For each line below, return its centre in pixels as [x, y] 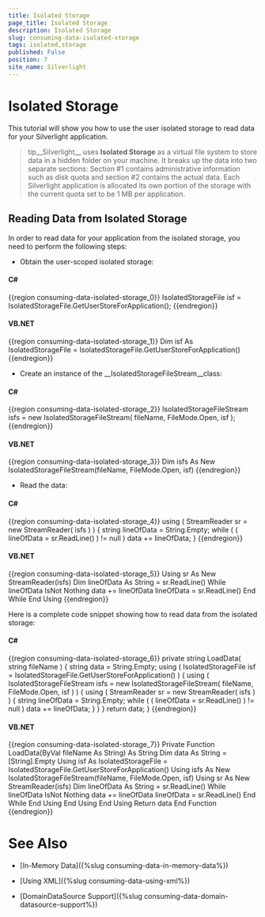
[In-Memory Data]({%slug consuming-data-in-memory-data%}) [124, 866]
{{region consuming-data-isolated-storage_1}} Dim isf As [101, 341]
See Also [38, 844]
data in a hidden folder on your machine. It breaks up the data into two [142, 160]
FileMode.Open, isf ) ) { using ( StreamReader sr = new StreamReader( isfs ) [132, 692]
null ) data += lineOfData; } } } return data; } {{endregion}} [102, 708]
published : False [37, 52]
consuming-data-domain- [186, 896]
